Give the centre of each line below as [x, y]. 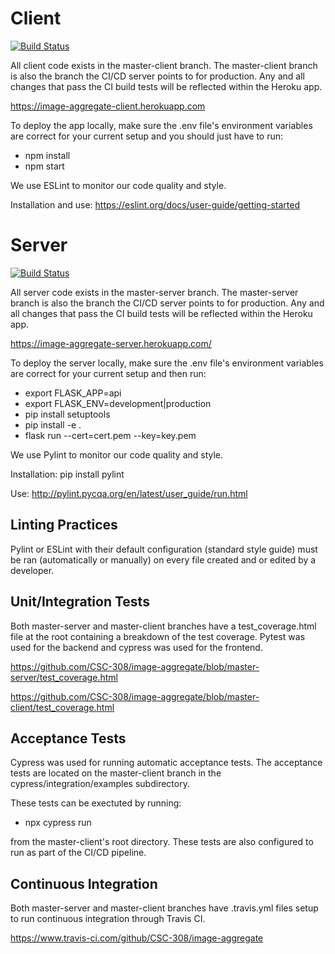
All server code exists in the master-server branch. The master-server [154, 292]
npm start [44, 166]
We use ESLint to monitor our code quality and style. [118, 185]
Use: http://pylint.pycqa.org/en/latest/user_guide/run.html [129, 493]
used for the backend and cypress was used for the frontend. [136, 647]
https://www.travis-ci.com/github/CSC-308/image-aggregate [137, 938]
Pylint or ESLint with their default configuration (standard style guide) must [164, 549]
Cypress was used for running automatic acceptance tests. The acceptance [166, 763]
